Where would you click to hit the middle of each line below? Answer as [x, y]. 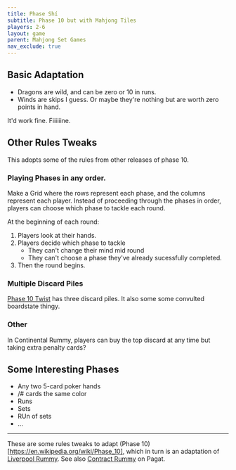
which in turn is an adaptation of [173, 452]
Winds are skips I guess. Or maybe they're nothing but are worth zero [118, 99]
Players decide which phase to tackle [71, 243]
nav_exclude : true [34, 46]
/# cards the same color [52, 394]
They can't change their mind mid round [86, 250]
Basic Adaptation [46, 75]
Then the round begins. [51, 265]
